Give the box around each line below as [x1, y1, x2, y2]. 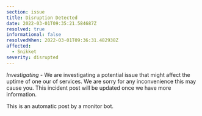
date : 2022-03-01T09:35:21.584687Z [6, 20, 97, 26]
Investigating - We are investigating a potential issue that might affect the [6, 71, 190, 78]
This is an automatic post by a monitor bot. [6, 102, 114, 110]
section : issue [6, 9, 45, 15]
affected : [6, 43, 32, 49]
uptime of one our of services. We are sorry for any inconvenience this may [6, 78, 197, 85]
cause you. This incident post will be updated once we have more [6, 84, 171, 92]
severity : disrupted [6, 54, 59, 60]
